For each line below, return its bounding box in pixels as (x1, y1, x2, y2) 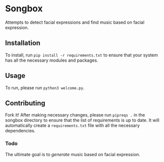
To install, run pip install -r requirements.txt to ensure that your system (5, 52, 158, 58)
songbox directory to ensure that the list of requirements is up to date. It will (5, 117, 160, 123)
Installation (5, 39, 41, 47)
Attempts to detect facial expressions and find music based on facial (5, 19, 145, 25)
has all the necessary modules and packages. (5, 57, 98, 63)
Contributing (5, 99, 45, 107)
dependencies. (5, 128, 36, 134)
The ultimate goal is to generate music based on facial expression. (5, 151, 140, 157)
